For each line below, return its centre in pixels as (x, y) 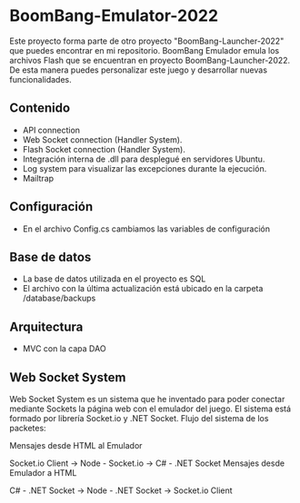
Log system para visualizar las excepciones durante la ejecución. (145, 168)
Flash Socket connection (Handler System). (104, 149)
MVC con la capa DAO (64, 349)
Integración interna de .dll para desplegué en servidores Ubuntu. (144, 159)
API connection (51, 130)
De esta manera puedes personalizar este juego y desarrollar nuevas (139, 70)
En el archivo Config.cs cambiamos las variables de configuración (146, 229)
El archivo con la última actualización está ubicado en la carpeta (143, 289)
